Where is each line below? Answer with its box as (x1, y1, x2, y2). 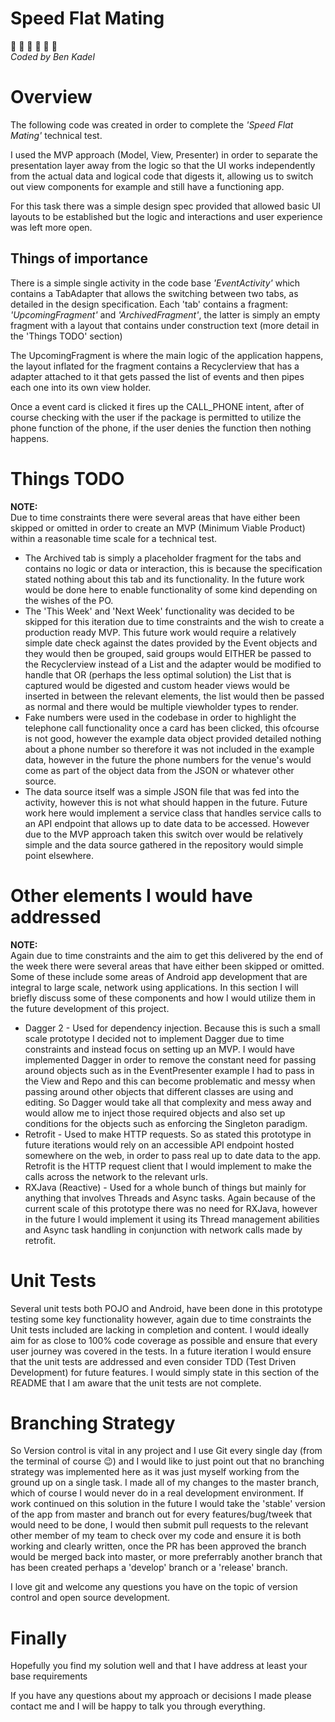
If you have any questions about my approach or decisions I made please (10, 1690, 312, 1702)
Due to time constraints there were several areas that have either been (10, 511, 301, 523)
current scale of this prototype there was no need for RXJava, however (24, 1202, 318, 1214)
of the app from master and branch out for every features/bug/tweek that (10, 1508, 313, 1521)
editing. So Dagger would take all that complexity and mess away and (24, 1096, 312, 1108)
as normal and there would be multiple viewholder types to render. (24, 700, 299, 712)
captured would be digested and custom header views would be (24, 679, 290, 691)
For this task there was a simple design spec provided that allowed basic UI (10, 200, 322, 212)
